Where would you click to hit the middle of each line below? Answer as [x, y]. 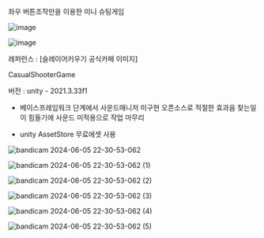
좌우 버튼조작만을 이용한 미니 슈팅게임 [66, 11]
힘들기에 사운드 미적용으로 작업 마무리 [86, 117]
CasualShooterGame [42, 74]
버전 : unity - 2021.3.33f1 [48, 91]
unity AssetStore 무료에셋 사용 [68, 134]
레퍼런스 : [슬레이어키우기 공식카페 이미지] [73, 59]
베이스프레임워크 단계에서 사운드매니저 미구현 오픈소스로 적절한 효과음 [127, 108]
